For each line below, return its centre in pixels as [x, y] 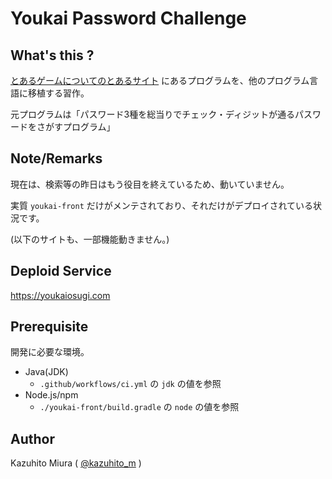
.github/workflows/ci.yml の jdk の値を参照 [130, 384]
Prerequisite [49, 327]
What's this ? [52, 55]
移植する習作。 [58, 93]
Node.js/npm [51, 395]
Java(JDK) [46, 372]
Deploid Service [61, 271]
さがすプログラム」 [76, 126]
